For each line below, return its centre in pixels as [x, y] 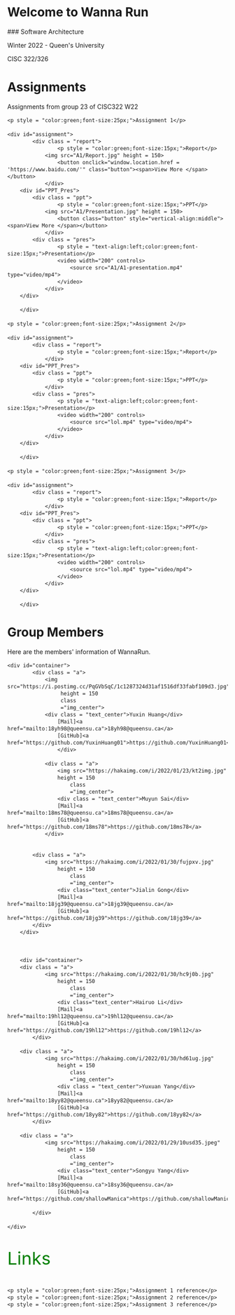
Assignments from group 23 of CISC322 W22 [73, 107]
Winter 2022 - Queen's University [56, 45]
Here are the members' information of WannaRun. [79, 652]
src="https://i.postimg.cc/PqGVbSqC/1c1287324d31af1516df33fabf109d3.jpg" [119, 686]
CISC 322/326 [28, 59]
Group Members [56, 633]
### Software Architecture [45, 32]
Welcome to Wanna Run [78, 12]
